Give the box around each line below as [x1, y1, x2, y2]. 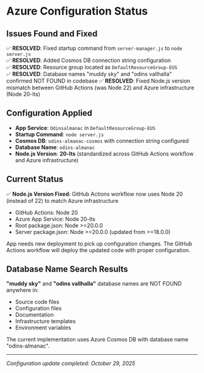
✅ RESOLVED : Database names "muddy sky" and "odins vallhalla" [6, 70, 172, 77]
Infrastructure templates [15, 318, 76, 325]
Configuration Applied [6, 108, 93, 118]
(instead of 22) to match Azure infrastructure [6, 197, 118, 204]
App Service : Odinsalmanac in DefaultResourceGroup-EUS [15, 124, 156, 131]
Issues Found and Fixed [6, 29, 98, 39]
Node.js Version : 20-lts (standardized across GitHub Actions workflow [15, 150, 194, 157]
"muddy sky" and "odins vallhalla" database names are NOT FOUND [6, 280, 182, 287]
